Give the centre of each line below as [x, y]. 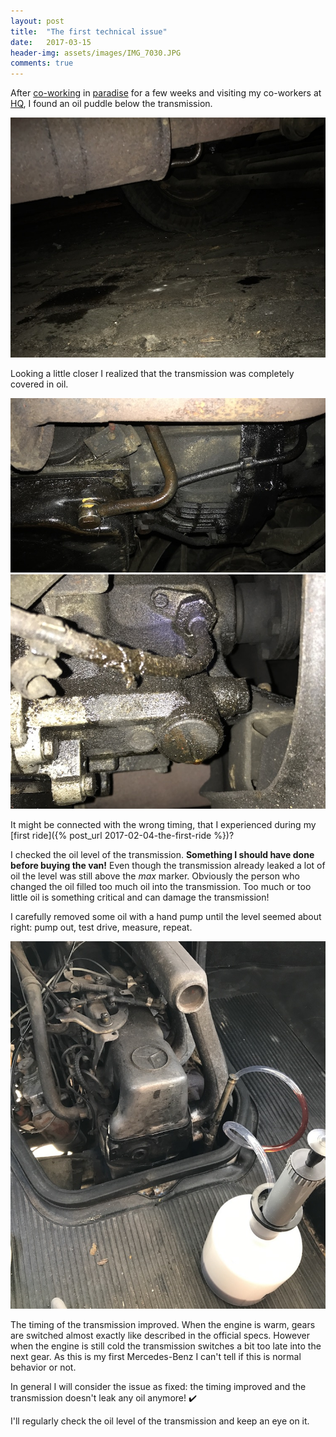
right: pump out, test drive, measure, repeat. [101, 927]
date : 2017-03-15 [51, 42]
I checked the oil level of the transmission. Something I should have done [162, 854]
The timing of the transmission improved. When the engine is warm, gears [163, 1324]
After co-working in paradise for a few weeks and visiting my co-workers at [166, 93]
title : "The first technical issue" [89, 31]
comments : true [42, 63]
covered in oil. [39, 384]
